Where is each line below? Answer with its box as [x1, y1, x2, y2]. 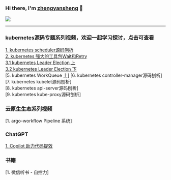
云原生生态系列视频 [5, 105, 52, 112]
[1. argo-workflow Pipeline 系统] [5, 117, 72, 124]
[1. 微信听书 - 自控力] [5, 169, 49, 175]
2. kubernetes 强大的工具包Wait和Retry [5, 53, 88, 59]
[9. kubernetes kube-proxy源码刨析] [5, 91, 81, 97]
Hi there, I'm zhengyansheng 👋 [5, 5, 83, 12]
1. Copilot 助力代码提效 [5, 143, 53, 149]
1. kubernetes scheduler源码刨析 [5, 47, 74, 53]
